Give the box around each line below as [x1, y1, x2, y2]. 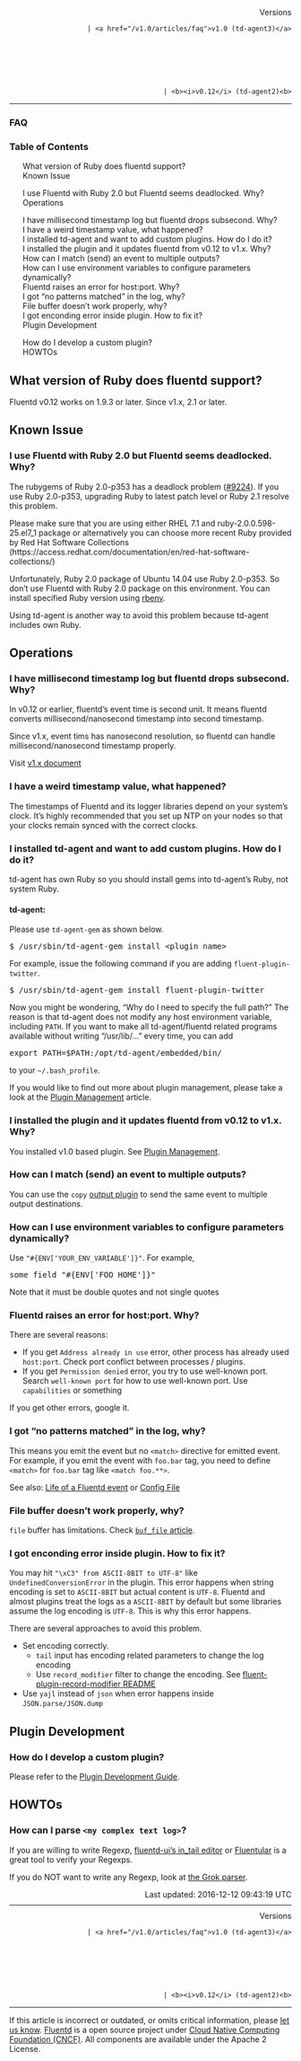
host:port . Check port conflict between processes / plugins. [21, 1357, 246, 1367]
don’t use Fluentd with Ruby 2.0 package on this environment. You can [9, 582, 271, 594]
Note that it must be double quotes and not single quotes [9, 1287, 219, 1297]
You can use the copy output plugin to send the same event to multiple [9, 1189, 268, 1199]
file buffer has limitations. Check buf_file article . [9, 1525, 195, 1535]
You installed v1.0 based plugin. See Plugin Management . [9, 1145, 220, 1156]
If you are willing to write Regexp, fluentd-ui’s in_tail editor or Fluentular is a [9, 1844, 287, 1855]
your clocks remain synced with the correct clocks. [9, 819, 199, 830]
